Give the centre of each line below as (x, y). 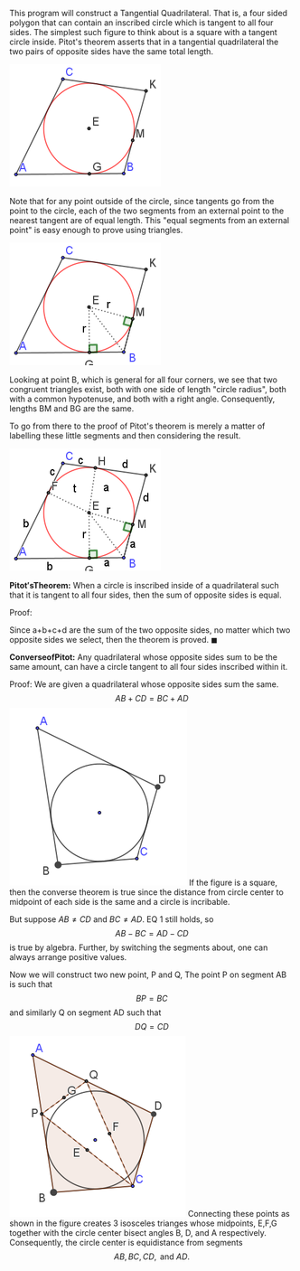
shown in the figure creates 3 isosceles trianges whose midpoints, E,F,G (143, 1223)
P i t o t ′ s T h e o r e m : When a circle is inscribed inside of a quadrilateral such (145, 585)
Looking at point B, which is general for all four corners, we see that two (144, 380)
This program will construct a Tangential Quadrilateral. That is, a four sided (148, 13)
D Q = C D (152, 1026)
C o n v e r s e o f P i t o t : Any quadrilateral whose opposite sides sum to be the (144, 657)
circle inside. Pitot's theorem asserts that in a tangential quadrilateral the (144, 42)
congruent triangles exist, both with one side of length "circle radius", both (148, 389)
